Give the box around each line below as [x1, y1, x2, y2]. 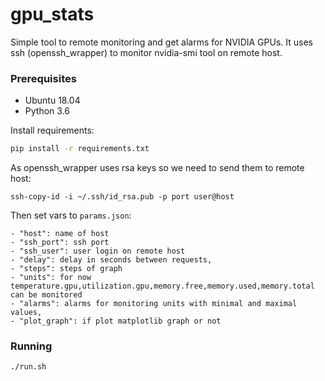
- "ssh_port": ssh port [10, 238, 110, 248]
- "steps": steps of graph [10, 264, 123, 274]
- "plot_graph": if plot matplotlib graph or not [10, 316, 222, 327]
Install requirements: [10, 124, 95, 137]
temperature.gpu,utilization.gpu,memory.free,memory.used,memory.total [10, 281, 315, 292]
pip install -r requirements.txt [10, 144, 150, 154]
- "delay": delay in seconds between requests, [10, 255, 213, 265]
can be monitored [10, 290, 83, 300]
